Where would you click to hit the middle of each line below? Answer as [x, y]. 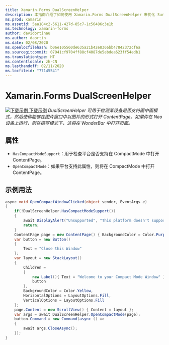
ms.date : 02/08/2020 [27, 43]
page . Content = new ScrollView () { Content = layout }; [74, 310]
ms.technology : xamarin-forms [37, 29]
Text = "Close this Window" [53, 249]
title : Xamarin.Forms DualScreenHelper [47, 10]
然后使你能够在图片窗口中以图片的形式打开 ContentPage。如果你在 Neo [88, 117]
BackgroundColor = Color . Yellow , [58, 291]
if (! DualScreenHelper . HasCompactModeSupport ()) [65, 211]
